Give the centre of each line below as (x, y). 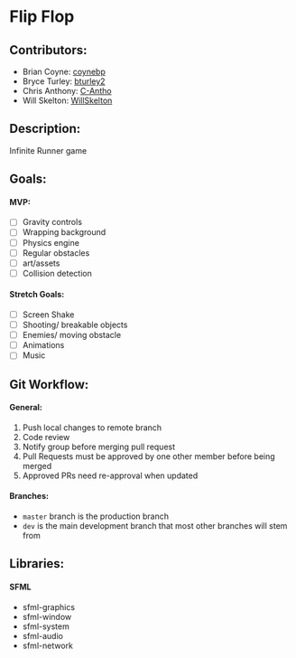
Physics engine (51, 242)
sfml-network (48, 645)
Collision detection (57, 273)
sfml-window (47, 616)
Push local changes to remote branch (92, 428)
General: (26, 408)
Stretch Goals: (37, 295)
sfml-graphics (48, 606)
